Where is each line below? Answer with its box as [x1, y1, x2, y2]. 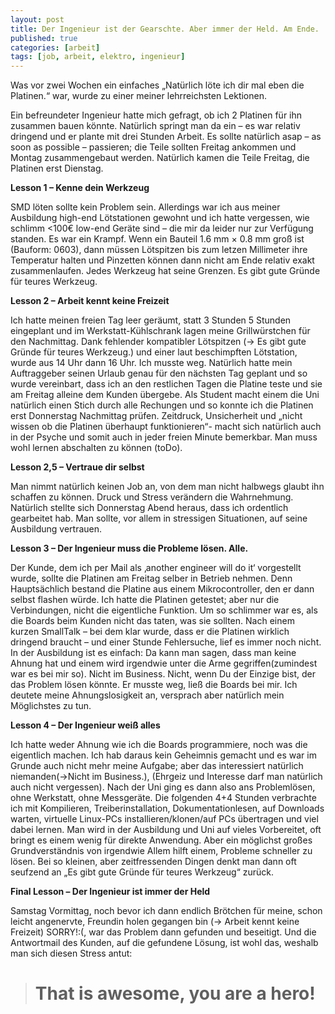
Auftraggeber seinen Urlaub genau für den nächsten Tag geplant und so [10, 367, 308, 380]
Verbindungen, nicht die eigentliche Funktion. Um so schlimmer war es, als [10, 604, 318, 616]
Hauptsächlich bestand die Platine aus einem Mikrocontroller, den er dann [10, 583, 315, 595]
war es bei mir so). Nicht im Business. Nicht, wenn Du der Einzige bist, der [10, 668, 317, 680]
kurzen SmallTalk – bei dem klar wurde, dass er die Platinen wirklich [10, 626, 290, 638]
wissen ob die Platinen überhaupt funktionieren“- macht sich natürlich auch [10, 421, 322, 433]
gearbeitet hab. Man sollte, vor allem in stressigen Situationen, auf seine [10, 512, 308, 525]
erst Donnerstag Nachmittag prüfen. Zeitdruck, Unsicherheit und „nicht [10, 410, 303, 422]
